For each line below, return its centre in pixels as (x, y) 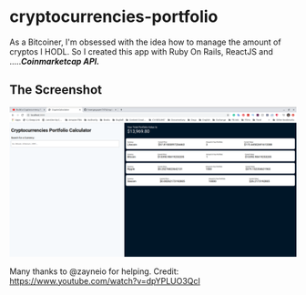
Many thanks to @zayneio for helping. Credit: (94, 271)
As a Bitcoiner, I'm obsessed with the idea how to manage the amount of (145, 42)
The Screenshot (56, 90)
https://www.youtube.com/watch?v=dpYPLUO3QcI (105, 280)
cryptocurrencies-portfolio (114, 17)
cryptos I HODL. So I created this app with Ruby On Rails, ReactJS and (141, 51)
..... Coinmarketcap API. (55, 61)
